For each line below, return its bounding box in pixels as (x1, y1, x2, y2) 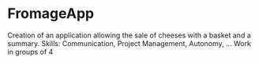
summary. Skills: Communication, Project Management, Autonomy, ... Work (7, 38, 252, 48)
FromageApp (7, 5, 95, 23)
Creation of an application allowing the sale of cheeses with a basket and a (7, 30, 252, 40)
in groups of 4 (7, 47, 54, 56)
